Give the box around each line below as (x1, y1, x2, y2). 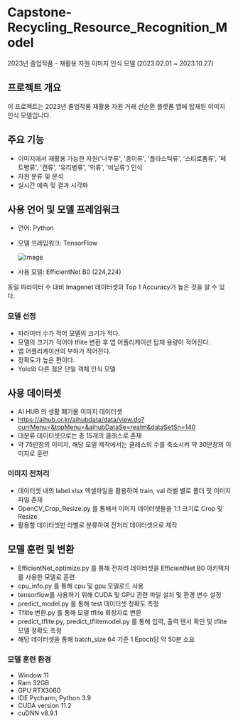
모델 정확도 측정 (17, 626, 62, 634)
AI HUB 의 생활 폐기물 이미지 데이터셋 (17, 407, 123, 416)
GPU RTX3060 (17, 686, 61, 695)
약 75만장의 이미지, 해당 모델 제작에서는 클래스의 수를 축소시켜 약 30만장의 (17, 440, 225, 449)
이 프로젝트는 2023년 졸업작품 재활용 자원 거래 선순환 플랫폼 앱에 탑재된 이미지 (7, 102, 226, 110)
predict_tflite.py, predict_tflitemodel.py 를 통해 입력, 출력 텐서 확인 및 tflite (17, 617, 227, 626)
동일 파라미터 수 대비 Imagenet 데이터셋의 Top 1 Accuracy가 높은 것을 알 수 (7, 283, 218, 292)
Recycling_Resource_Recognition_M (7, 19, 228, 36)
